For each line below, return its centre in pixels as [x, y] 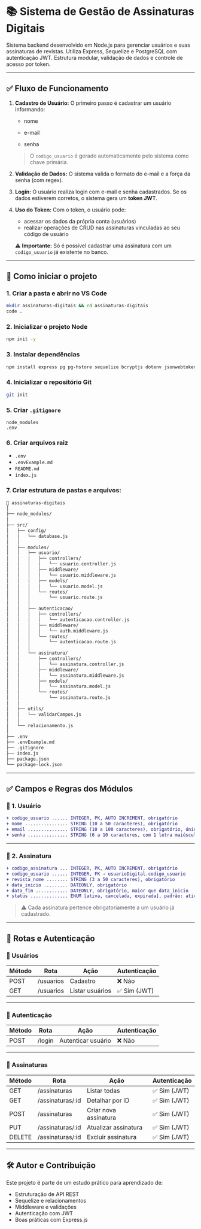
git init [17, 395]
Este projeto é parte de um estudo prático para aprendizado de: [85, 1183]
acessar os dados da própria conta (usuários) [80, 221]
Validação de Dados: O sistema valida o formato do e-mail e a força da [103, 174]
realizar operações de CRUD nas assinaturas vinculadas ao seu [102, 228]
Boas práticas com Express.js [51, 1220]
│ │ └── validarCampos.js [44, 714]
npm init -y [21, 339]
